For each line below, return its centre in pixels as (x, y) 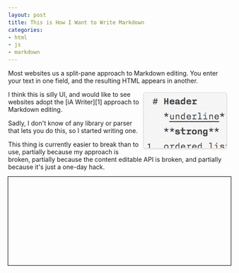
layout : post (27, 15)
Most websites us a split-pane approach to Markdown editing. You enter (113, 73)
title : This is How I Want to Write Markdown (76, 22)
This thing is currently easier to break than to (74, 144)
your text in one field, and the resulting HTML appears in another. (103, 81)
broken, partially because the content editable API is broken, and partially (115, 159)
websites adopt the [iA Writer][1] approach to (74, 102)
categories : (25, 30)
